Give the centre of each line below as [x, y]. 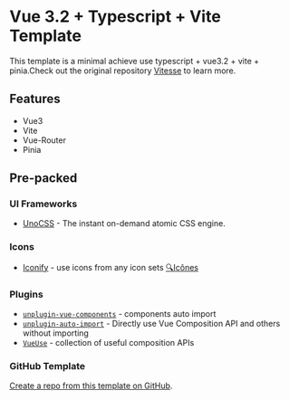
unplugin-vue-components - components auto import [119, 314]
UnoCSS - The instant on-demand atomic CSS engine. [124, 224]
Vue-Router [44, 140]
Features [35, 99]
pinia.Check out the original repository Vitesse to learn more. [123, 71]
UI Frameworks [43, 204]
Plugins [26, 294]
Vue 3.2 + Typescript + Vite [116, 17]
